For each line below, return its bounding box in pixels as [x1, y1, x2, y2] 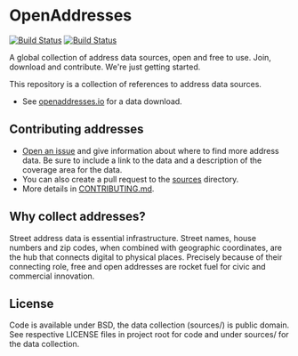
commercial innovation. [9, 271, 95, 281]
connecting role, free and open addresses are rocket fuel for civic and [9, 261, 266, 271]
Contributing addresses [9, 122, 144, 137]
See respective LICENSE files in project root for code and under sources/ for [9, 329, 289, 340]
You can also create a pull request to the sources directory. [21, 174, 239, 184]
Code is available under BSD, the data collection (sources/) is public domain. [9, 320, 290, 330]
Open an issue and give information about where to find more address [21, 145, 279, 156]
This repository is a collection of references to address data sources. [9, 78, 262, 89]
